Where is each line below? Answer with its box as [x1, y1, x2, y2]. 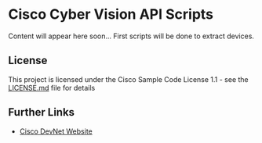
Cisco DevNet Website [19, 127, 93, 136]
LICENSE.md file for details [8, 83, 96, 92]
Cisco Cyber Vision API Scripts [8, 5, 214, 23]
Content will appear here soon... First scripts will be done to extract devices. [8, 31, 255, 41]
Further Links [8, 105, 75, 119]
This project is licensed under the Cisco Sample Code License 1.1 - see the [8, 74, 249, 84]
